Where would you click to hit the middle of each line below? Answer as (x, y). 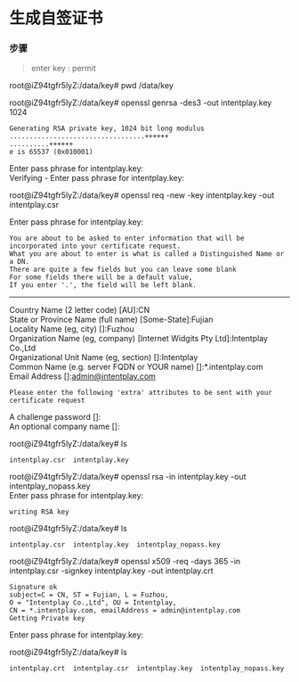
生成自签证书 (57, 18)
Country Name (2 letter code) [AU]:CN (80, 310)
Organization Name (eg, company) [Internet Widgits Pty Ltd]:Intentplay (139, 339)
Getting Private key (48, 619)
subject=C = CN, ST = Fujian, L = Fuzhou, (89, 595)
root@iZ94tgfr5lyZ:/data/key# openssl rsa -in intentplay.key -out (128, 477)
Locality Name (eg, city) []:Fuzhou (72, 329)
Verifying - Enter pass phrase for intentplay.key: (97, 178)
